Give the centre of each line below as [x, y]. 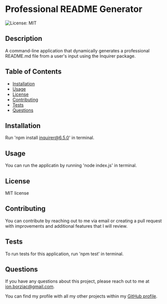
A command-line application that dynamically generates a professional [78, 50]
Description [24, 39]
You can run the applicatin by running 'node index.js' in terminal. [71, 165]
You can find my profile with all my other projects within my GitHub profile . [81, 296]
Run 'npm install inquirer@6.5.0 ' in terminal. [50, 138]
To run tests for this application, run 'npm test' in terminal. [64, 254]
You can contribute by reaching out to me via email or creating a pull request [83, 221]
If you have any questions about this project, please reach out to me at [77, 281]
